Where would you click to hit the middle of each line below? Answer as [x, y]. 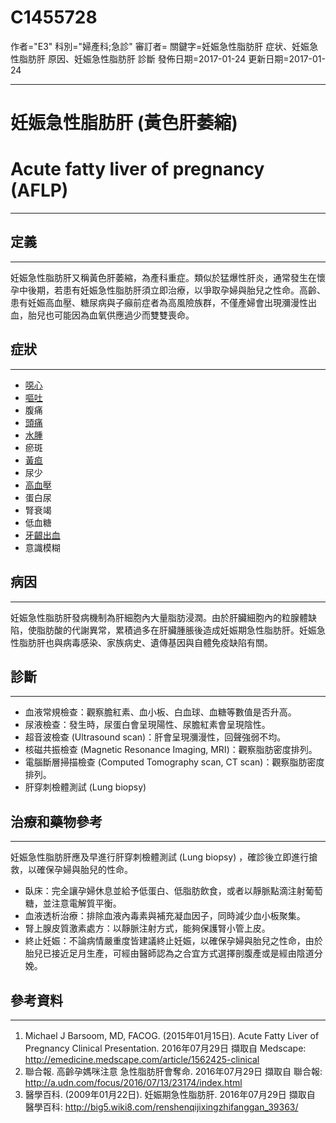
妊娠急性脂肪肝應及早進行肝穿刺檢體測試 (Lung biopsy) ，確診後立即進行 [160, 857]
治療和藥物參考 [56, 821]
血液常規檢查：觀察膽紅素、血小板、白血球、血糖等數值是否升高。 [160, 712]
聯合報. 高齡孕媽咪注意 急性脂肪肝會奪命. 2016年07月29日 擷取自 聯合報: [173, 1071]
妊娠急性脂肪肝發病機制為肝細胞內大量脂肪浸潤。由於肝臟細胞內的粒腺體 [159, 617]
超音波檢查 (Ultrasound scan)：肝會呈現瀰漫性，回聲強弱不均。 [155, 737]
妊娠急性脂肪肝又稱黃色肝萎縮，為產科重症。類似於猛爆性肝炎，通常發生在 [163, 277]
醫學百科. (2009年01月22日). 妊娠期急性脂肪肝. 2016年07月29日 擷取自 [170, 1094]
